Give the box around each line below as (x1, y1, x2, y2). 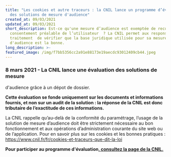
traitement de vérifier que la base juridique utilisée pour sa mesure (10, 36, 167, 41)
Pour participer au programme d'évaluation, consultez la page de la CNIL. (5, 146, 164, 152)
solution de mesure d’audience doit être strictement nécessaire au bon (5, 120, 154, 126)
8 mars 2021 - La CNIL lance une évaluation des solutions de (5, 66, 157, 73)
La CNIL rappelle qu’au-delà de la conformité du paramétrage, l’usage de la (5, 114, 163, 121)
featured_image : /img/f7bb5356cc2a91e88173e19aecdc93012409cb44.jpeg (5, 50, 156, 55)
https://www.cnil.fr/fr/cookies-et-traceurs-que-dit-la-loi (5, 136, 123, 142)
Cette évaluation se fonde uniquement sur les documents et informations (5, 94, 164, 100)
